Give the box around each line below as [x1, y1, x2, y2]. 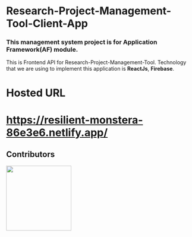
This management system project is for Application [6, 38, 158, 46]
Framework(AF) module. [6, 46, 78, 54]
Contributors [6, 150, 55, 160]
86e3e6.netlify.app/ [6, 126, 108, 139]
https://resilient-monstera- [6, 113, 143, 127]
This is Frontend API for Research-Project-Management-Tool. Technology [6, 59, 187, 66]
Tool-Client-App [6, 17, 88, 30]
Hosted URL [6, 86, 66, 99]
